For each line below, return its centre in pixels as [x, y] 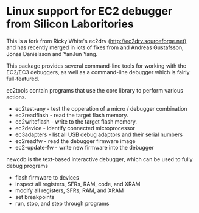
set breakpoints [35, 197]
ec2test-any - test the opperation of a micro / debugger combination [101, 108]
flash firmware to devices [47, 177]
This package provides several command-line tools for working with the [96, 66]
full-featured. [23, 79]
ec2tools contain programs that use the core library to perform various [95, 90]
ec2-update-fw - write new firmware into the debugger [84, 147]
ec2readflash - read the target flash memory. [72, 115]
